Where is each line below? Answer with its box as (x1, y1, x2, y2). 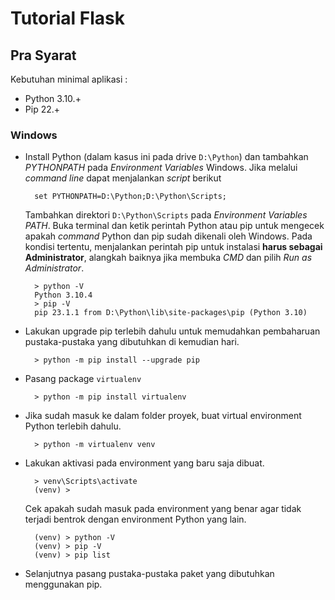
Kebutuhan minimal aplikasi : (10, 73, 128, 85)
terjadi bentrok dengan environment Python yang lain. (24, 513, 247, 526)
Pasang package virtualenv (24, 373, 142, 385)
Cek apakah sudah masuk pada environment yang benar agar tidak (24, 503, 302, 515)
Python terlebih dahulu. (24, 420, 122, 432)
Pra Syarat (10, 47, 77, 64)
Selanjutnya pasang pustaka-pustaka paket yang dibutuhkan (24, 568, 275, 580)
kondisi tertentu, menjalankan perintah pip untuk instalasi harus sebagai (24, 241, 323, 253)
